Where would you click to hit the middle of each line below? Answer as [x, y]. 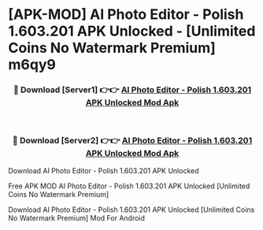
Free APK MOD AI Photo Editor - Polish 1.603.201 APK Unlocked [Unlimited [129, 186]
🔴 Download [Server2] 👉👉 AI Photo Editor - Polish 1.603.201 [132, 141]
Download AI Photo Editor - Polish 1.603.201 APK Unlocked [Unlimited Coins [131, 210]
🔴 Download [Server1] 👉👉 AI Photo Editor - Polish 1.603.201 [132, 90]
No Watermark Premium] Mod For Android [77, 217]
